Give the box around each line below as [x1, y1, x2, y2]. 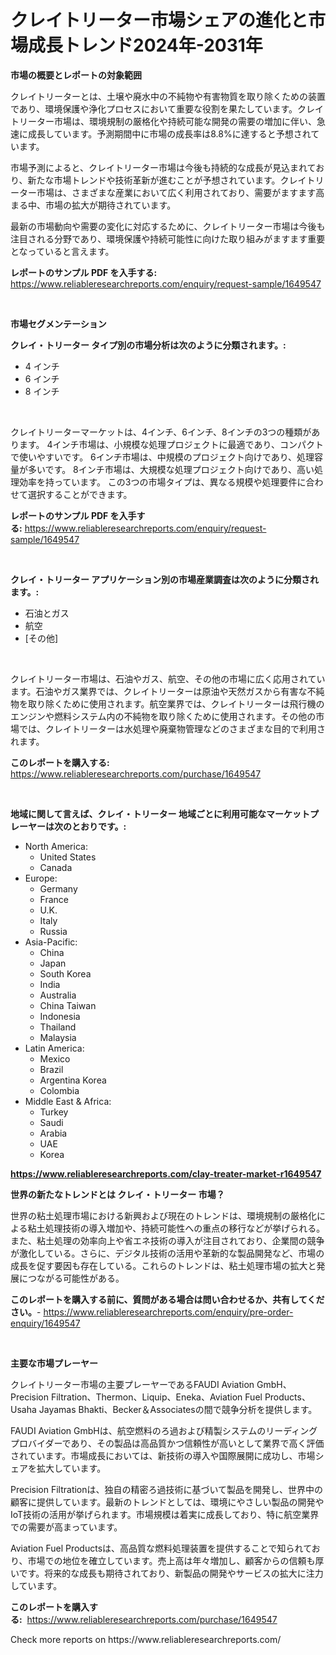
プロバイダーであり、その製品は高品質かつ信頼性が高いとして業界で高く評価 [10, 1437, 325, 1449]
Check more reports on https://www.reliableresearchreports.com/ [10, 1633, 282, 1645]
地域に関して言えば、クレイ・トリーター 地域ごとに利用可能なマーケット [10, 807, 310, 820]
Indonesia [39, 1010, 81, 1022]
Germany [39, 882, 78, 895]
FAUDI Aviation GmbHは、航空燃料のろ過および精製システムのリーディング [10, 1424, 318, 1436]
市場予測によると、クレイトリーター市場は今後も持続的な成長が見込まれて [10, 161, 317, 173]
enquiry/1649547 [10, 1317, 81, 1329]
